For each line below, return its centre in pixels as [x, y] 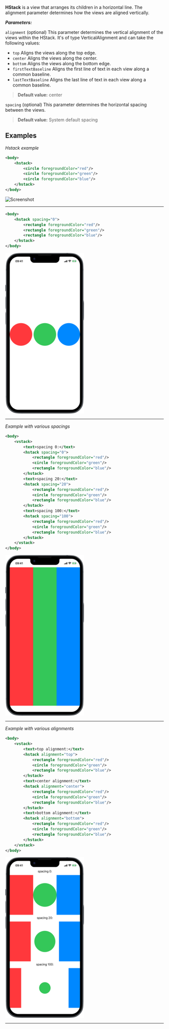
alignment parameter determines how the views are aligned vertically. [77, 13]
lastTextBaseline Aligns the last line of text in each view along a [79, 80]
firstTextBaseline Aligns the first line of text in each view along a [81, 69]
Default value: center [40, 95]
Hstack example [22, 148]
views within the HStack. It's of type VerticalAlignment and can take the [79, 38]
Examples [21, 136]
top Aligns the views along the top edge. [54, 53]
